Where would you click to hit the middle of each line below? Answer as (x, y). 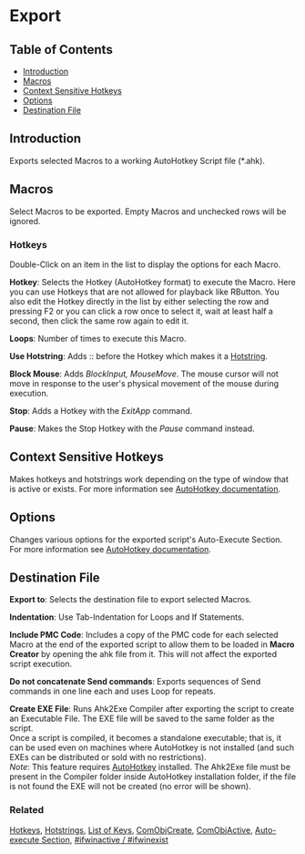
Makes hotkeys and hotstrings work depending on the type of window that (149, 478)
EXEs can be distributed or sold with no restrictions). (108, 757)
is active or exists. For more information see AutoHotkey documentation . (145, 489)
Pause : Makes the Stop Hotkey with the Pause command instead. (132, 428)
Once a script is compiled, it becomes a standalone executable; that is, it (146, 738)
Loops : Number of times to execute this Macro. (98, 338)
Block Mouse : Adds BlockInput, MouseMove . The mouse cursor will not (144, 374)
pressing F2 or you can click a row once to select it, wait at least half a (141, 311)
